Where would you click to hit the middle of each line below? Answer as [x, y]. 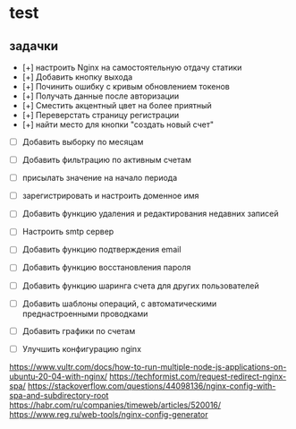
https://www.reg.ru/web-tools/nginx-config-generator [109, 414]
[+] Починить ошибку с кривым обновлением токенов [126, 86]
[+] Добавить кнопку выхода [77, 77]
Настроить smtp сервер [68, 232]
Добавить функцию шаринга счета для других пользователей [140, 286]
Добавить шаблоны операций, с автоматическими [119, 304]
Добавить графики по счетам [79, 330]
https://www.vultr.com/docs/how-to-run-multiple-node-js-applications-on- [148, 366]
